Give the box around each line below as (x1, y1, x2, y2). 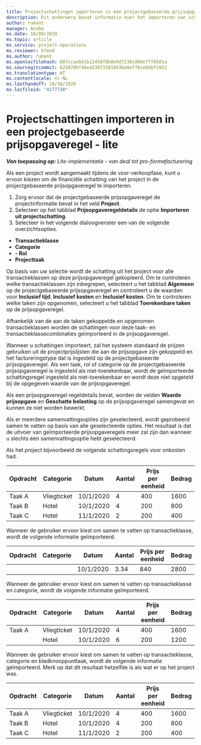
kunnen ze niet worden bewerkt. (6, 404, 86, 411)
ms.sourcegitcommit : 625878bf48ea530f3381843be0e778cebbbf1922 (6, 64, 167, 71)
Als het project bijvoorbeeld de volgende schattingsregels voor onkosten (6, 446, 185, 454)
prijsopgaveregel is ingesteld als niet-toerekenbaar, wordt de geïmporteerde (6, 367, 194, 374)
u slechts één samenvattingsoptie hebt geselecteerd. (6, 434, 137, 442)
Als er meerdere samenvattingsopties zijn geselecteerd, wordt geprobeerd (6, 415, 190, 422)
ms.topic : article (6, 37, 52, 42)
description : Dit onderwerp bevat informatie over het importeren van (6, 14, 186, 20)
